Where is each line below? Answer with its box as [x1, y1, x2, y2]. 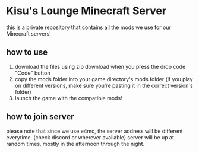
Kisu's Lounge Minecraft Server [6, 4, 167, 18]
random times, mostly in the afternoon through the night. [6, 140, 145, 147]
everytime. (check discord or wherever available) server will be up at [6, 133, 174, 141]
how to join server [6, 111, 74, 122]
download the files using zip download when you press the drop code [14, 63, 186, 70]
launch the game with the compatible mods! [14, 94, 123, 101]
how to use [6, 47, 48, 58]
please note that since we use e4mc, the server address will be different [6, 128, 183, 135]
